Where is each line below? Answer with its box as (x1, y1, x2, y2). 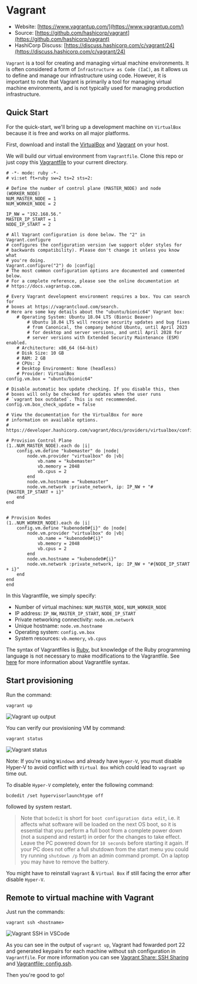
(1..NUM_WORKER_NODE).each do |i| (6, 520, 91, 526)
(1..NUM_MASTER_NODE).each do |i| (6, 442, 91, 449)
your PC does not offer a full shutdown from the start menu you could (20, 845, 189, 853)
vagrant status (6, 736, 43, 742)
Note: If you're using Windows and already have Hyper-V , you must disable (6, 757, 182, 765)
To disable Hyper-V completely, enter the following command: (6, 781, 154, 788)
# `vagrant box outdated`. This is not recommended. (6, 396, 138, 402)
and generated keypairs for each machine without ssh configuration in (6, 948, 176, 955)
